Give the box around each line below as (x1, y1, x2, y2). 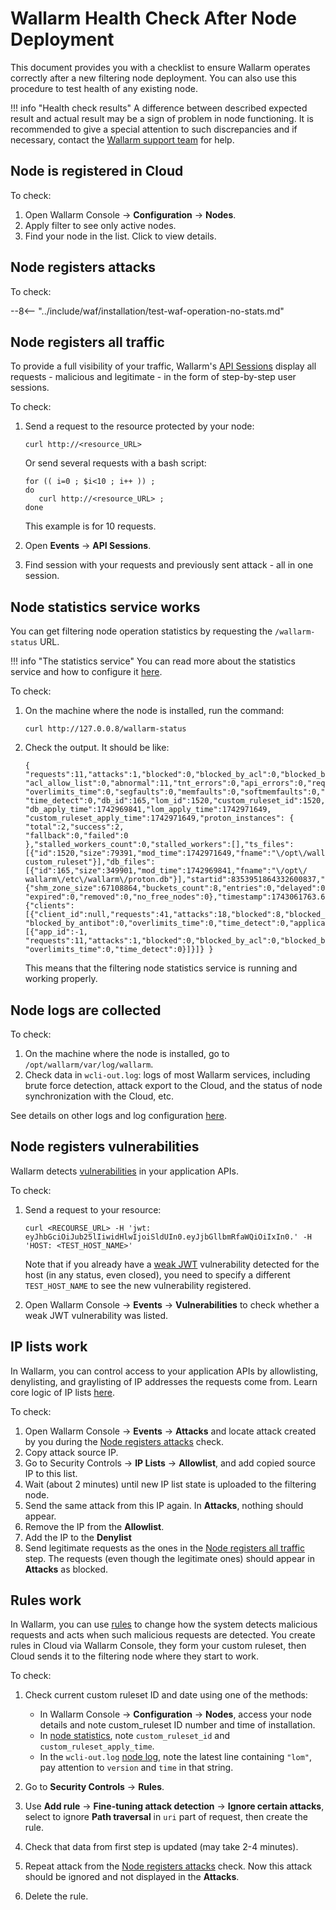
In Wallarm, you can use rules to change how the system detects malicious (10, 1618, 318, 1631)
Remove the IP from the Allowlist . (24, 1520, 165, 1532)
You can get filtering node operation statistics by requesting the (10, 625, 273, 637)
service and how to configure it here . (10, 666, 163, 678)
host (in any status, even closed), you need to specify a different (24, 1268, 291, 1281)
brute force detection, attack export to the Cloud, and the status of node (24, 1080, 323, 1091)
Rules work (10, 1592, 82, 1609)
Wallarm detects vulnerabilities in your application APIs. (10, 1165, 239, 1177)
